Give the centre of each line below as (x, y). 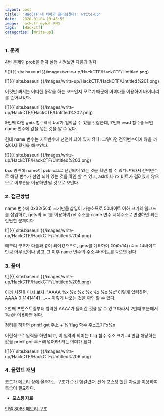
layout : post (18, 10)
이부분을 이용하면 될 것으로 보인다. (47, 183)
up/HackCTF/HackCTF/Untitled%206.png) (48, 356)
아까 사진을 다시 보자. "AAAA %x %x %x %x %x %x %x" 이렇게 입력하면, (77, 292)
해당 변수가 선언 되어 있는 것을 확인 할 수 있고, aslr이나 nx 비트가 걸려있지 (80, 176)
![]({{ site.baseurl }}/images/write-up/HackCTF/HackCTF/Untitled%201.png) (82, 81)
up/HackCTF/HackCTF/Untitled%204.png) (48, 235)
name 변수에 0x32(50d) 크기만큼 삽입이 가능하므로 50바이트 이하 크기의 (74, 208)
